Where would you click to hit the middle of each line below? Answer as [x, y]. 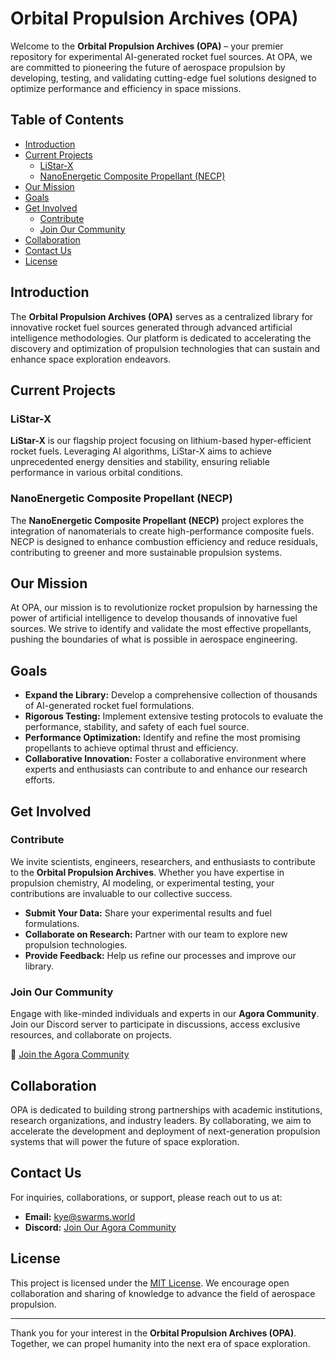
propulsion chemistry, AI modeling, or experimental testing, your [142, 883]
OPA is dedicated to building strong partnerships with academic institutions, [166, 1109]
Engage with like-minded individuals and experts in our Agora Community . [165, 1014]
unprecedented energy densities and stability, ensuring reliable [140, 462]
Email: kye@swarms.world [80, 1216]
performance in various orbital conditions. [96, 473]
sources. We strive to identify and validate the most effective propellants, [161, 629]
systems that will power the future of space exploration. [125, 1141]
